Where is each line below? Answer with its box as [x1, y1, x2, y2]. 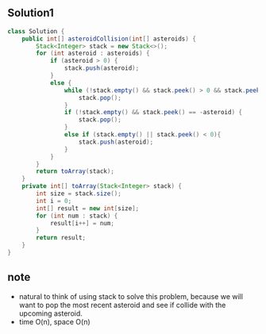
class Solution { [7, 27, 65, 35]
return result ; [36, 234, 87, 242]
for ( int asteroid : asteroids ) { [36, 49, 150, 58]
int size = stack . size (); [36, 190, 122, 198]
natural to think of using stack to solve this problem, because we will [18, 291, 244, 301]
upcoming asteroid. [18, 309, 83, 318]
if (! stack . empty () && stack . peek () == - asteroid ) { [64, 109, 243, 117]
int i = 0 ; [36, 197, 72, 205]
